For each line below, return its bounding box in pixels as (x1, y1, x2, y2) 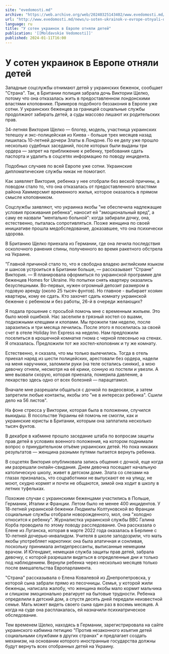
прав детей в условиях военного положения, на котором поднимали (5, 438, 153, 444)
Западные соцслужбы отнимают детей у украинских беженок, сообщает (5, 84, 163, 91)
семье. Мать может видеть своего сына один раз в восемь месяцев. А (5, 601, 158, 607)
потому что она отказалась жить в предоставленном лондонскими (5, 95, 150, 101)
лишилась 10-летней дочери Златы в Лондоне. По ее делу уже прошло (5, 137, 158, 143)
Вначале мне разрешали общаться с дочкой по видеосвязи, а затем (5, 386, 152, 393)
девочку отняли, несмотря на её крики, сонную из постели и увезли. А (5, 366, 158, 372)
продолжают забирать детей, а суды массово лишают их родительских (5, 111, 160, 117)
